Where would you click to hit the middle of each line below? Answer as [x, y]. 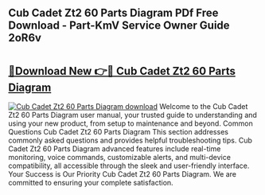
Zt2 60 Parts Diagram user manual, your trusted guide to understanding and [132, 115]
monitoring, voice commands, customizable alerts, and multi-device [119, 157]
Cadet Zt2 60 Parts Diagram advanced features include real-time [115, 149]
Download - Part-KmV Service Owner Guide [119, 26]
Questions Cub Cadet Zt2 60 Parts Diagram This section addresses [119, 132]
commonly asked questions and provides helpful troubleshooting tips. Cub [131, 140]
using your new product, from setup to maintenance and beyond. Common [131, 123]
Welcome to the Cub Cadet [203, 106]
